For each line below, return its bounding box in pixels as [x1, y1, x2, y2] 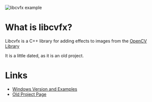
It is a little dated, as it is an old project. [5, 52, 84, 58]
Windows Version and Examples [12, 86, 77, 92]
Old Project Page [12, 91, 47, 97]
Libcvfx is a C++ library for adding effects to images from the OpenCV [5, 38, 147, 44]
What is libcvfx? [5, 22, 73, 33]
